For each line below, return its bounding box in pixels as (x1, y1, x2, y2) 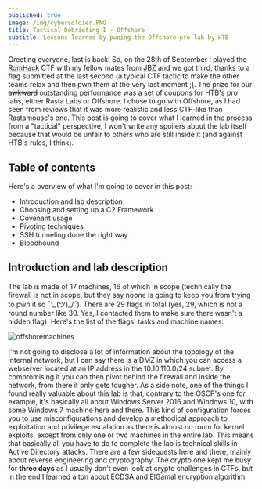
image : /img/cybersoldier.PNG (8, 19, 107, 27)
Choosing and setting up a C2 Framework (19, 205, 154, 215)
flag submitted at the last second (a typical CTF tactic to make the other (8, 71, 240, 81)
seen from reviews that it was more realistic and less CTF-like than (8, 105, 223, 114)
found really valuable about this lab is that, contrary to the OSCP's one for (8, 389, 246, 398)
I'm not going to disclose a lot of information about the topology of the (8, 346, 235, 357)
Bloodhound (19, 238, 59, 248)
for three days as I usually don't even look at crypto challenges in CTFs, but (8, 463, 253, 473)
